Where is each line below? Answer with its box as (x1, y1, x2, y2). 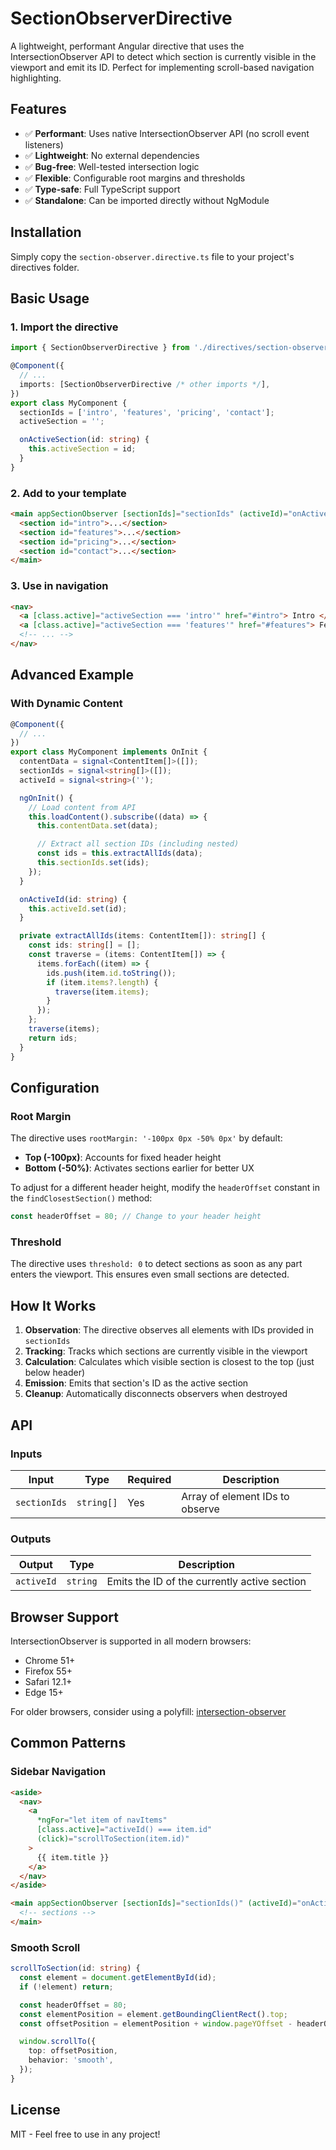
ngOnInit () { (19, 793, 74, 803)
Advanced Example (10, 667, 135, 684)
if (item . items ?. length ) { (46, 977, 159, 987)
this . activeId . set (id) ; (28, 903, 128, 914)
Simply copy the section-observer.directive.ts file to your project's (10, 250, 295, 262)
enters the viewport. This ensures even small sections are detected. (10, 1268, 290, 1281)
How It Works (10, 1297, 97, 1314)
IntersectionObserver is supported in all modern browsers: (10, 1635, 252, 1647)
